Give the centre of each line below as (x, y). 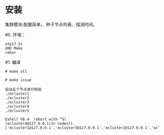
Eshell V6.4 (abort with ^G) (36, 119)
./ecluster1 (17, 94)
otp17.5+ (14, 44)
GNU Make (14, 48)
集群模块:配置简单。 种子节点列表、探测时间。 (51, 24)
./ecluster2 (17, 98)
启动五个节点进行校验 (23, 89)
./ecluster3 (17, 102)
